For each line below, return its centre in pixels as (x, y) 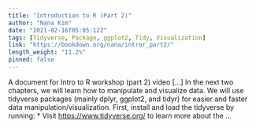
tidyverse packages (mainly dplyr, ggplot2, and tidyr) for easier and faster (128, 99)
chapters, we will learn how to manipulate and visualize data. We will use (126, 90)
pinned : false (32, 60)
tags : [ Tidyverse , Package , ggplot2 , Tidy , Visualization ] (107, 38)
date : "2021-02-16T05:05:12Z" (58, 30)
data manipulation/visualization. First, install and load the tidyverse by (121, 107)
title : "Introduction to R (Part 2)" (70, 15)
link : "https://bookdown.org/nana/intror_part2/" (91, 45)
